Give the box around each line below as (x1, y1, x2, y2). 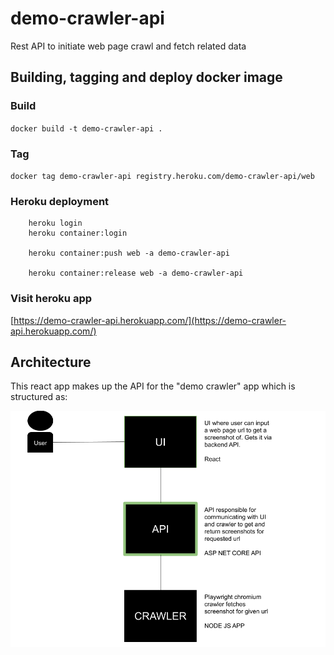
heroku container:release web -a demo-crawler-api (28, 268, 244, 279)
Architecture (10, 353, 92, 371)
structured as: (10, 391, 68, 403)
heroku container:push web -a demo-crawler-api (28, 248, 230, 259)
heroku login (28, 218, 83, 229)
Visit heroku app (10, 292, 93, 306)
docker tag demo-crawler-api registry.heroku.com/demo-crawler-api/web (10, 171, 315, 181)
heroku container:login (28, 228, 128, 239)
